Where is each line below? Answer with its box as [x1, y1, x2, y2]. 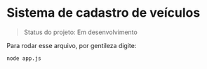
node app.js [6, 54, 41, 62]
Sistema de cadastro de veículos [6, 5, 201, 21]
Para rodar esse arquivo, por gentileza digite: [6, 41, 137, 49]
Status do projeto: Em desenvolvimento [23, 28, 138, 36]
